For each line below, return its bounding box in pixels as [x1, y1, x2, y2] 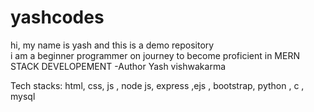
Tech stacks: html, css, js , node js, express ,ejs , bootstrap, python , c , [10, 79, 305, 91]
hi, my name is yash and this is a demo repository [10, 39, 215, 51]
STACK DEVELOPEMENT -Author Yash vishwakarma [10, 60, 227, 72]
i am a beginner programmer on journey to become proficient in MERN [10, 49, 300, 61]
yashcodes [10, 6, 105, 29]
